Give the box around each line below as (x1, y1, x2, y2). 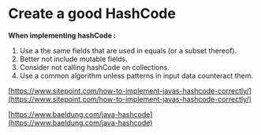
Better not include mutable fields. (19, 54, 128, 64)
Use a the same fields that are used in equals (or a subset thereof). (19, 46, 237, 55)
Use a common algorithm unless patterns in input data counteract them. (19, 71, 254, 80)
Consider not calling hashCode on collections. (19, 62, 170, 71)
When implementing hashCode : (8, 31, 117, 40)
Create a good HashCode (8, 5, 176, 23)
